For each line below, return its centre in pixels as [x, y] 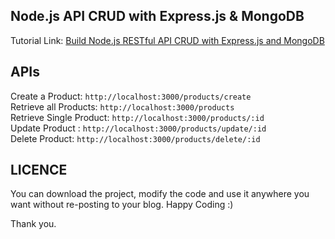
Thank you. [33, 224]
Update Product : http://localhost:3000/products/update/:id [138, 128]
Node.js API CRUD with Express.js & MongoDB [157, 16]
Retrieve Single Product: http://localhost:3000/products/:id [137, 117]
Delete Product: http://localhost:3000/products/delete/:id [135, 138]
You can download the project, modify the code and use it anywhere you [160, 194]
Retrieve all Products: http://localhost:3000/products [122, 106]
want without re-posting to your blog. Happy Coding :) [122, 205]
